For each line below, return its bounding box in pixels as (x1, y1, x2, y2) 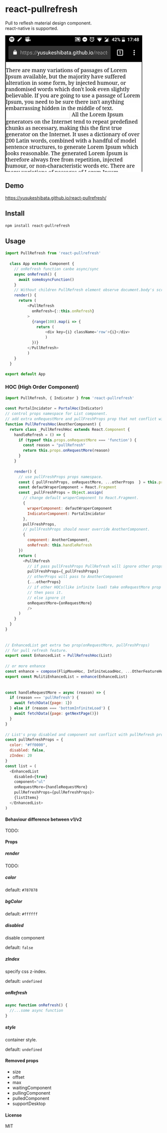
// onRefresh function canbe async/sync (14, 266, 99, 271)
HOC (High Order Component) (5, 383, 80, 390)
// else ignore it (27, 595, 66, 600)
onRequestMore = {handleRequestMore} (14, 784, 88, 790)
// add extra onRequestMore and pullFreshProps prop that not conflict (5, 416, 157, 422)
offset (12, 1074, 25, 1080)
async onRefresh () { (14, 272, 57, 277)
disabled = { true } (14, 774, 48, 779)
